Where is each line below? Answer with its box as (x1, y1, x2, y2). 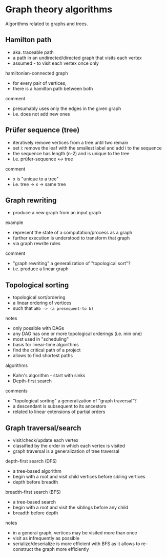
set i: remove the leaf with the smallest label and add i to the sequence (12, 145, 162, 151)
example (5, 219, 24, 226)
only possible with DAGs (12, 325, 65, 331)
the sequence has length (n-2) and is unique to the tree (12, 150, 130, 156)
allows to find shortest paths (12, 352, 73, 359)
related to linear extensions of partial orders (12, 409, 106, 415)
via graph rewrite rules (12, 240, 60, 247)
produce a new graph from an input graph (12, 210, 101, 216)
